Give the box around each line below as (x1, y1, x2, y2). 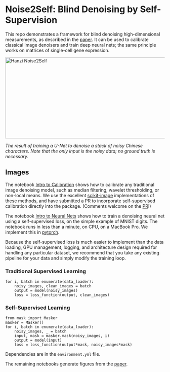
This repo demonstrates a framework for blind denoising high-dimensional (5, 31, 160, 37)
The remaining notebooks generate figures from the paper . (5, 361, 128, 367)
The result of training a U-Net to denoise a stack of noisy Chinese (5, 142, 143, 148)
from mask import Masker (5, 316, 58, 321)
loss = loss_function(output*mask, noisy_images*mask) (14, 342, 133, 348)
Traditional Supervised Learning (5, 268, 86, 275)
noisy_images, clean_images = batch (14, 284, 92, 289)
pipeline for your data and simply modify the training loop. (5, 255, 126, 261)
